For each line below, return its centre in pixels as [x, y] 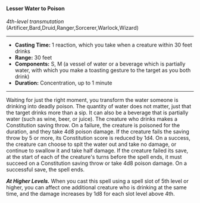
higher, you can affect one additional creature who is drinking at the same [96, 188]
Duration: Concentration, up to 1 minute [63, 83]
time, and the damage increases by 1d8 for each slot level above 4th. [90, 194]
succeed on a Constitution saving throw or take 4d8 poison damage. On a [97, 163]
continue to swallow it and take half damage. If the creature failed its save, [97, 151]
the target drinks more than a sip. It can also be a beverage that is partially [97, 113]
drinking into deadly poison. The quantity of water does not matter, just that [99, 107]
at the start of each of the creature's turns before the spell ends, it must [94, 157]
